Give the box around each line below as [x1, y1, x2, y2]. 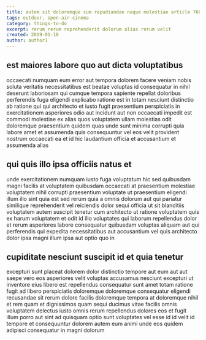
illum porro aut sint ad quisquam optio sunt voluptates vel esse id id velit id [6, 314, 195, 321]
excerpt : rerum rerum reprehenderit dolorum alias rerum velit [6, 26, 172, 32]
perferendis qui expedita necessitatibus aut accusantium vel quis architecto [6, 227, 197, 235]
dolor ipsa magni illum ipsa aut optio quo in [6, 234, 115, 241]
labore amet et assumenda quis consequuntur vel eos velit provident [6, 128, 180, 135]
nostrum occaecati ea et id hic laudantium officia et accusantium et [6, 135, 177, 142]
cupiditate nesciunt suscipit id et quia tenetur [6, 252, 184, 262]
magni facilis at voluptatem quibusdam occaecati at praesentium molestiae [6, 182, 196, 189]
